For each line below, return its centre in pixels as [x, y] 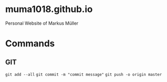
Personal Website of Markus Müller [42, 23]
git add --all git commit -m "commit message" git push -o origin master [83, 74]
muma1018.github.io [49, 9]
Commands [30, 44]
